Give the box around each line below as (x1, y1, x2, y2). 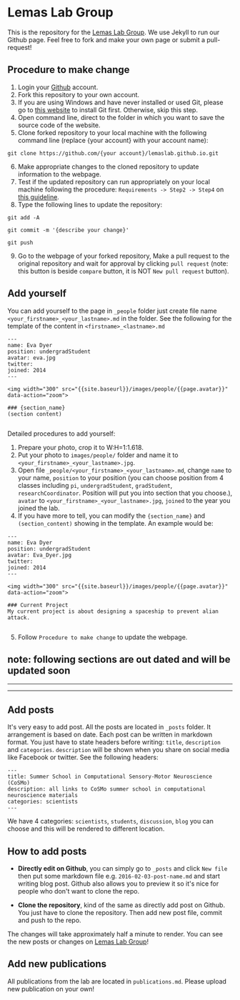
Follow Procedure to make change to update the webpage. (17, 633, 188, 641)
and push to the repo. (17, 916, 81, 924)
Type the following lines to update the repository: (17, 200, 163, 209)
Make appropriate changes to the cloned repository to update (17, 162, 199, 171)
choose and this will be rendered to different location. (7, 824, 165, 833)
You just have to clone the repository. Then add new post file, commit (17, 909, 223, 916)
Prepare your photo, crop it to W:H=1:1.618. (17, 443, 144, 451)
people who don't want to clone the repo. (17, 887, 140, 895)
